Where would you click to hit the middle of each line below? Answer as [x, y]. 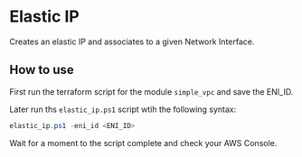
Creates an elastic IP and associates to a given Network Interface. [132, 42]
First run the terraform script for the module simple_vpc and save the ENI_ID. [151, 91]
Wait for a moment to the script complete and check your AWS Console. [143, 143]
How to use [42, 70]
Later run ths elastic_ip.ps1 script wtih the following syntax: [123, 109]
